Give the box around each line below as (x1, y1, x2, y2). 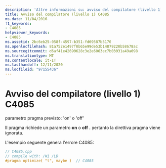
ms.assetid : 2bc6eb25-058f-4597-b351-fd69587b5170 (5, 40, 112, 44)
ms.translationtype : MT (5, 53, 54, 58)
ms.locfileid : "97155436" (5, 67, 58, 72)
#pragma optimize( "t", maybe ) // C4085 (5, 158, 94, 163)
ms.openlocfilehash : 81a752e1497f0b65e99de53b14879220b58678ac (5, 44, 138, 49)
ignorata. (5, 129, 24, 136)
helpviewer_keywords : (5, 30, 50, 35)
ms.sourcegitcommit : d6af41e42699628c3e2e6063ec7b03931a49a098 (5, 48, 138, 53)
